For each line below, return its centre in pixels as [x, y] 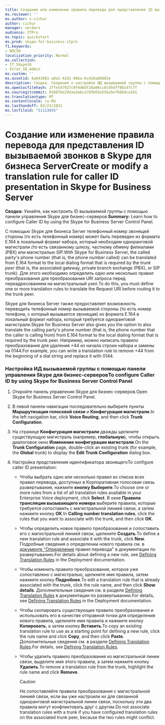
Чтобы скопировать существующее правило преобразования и [86, 610]
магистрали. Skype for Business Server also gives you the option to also [78, 324]
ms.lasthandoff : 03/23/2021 [34, 106]
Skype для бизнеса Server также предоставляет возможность [70, 303]
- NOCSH [13, 51]
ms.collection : [21, 60]
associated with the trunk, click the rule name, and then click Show [87, 585]
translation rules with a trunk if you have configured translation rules [89, 712]
